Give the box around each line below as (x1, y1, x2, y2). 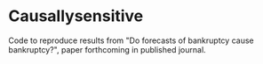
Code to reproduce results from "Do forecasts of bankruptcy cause (8, 35, 254, 46)
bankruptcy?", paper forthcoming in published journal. (8, 44, 206, 54)
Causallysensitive (8, 6, 144, 26)
